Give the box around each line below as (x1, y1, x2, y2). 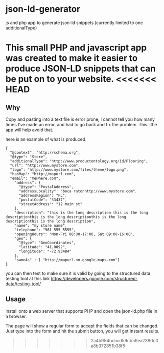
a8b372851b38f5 (91, 343, 125, 349)
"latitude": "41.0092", (18, 244, 68, 249)
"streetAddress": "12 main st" (18, 201, 83, 207)
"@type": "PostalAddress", (18, 184, 74, 190)
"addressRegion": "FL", (18, 193, 68, 198)
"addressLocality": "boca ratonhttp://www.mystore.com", (18, 189, 138, 193)
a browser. (5, 313, 27, 319)
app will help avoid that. (5, 127, 53, 133)
